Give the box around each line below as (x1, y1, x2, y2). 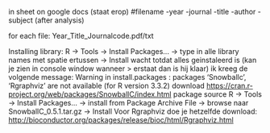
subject (8, 15, 34, 25)
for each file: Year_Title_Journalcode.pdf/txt (8, 31, 155, 40)
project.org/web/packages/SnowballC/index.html (8, 89, 172, 99)
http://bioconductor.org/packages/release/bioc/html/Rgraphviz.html (8, 115, 234, 124)
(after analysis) (35, 15, 85, 25)
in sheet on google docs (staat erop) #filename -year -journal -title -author (8, 7, 256, 16)
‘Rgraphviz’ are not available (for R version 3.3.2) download (8, 81, 206, 90)
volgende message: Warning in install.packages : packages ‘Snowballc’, (8, 73, 247, 81)
